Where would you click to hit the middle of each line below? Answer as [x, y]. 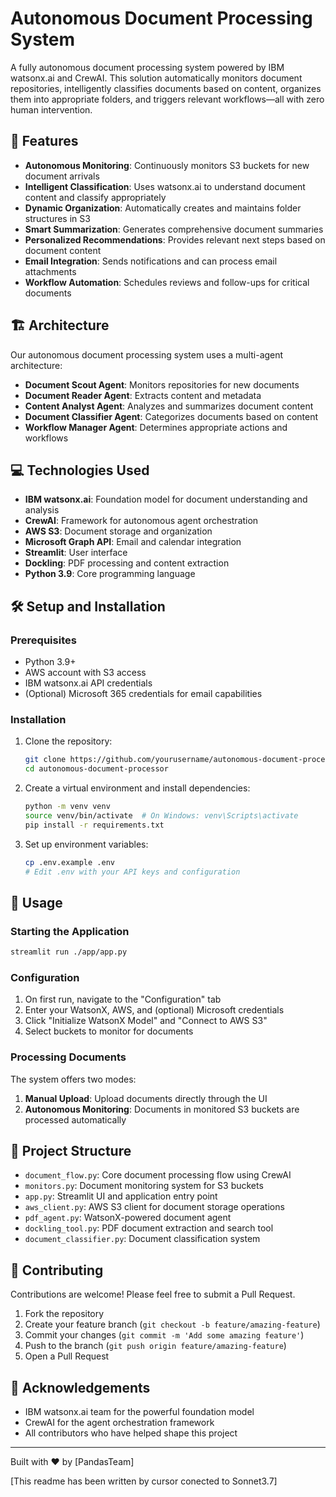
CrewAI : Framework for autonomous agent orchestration [141, 521]
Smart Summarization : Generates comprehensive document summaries [174, 229]
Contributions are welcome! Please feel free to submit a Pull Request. [153, 1294]
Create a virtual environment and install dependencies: [137, 788]
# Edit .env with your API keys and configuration [132, 872]
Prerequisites [43, 640]
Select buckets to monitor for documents [109, 1031]
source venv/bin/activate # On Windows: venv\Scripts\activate [161, 815]
